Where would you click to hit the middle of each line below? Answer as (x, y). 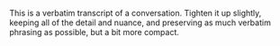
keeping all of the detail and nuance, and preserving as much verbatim (140, 23)
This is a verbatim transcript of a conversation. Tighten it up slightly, (135, 13)
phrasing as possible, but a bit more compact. (95, 32)
